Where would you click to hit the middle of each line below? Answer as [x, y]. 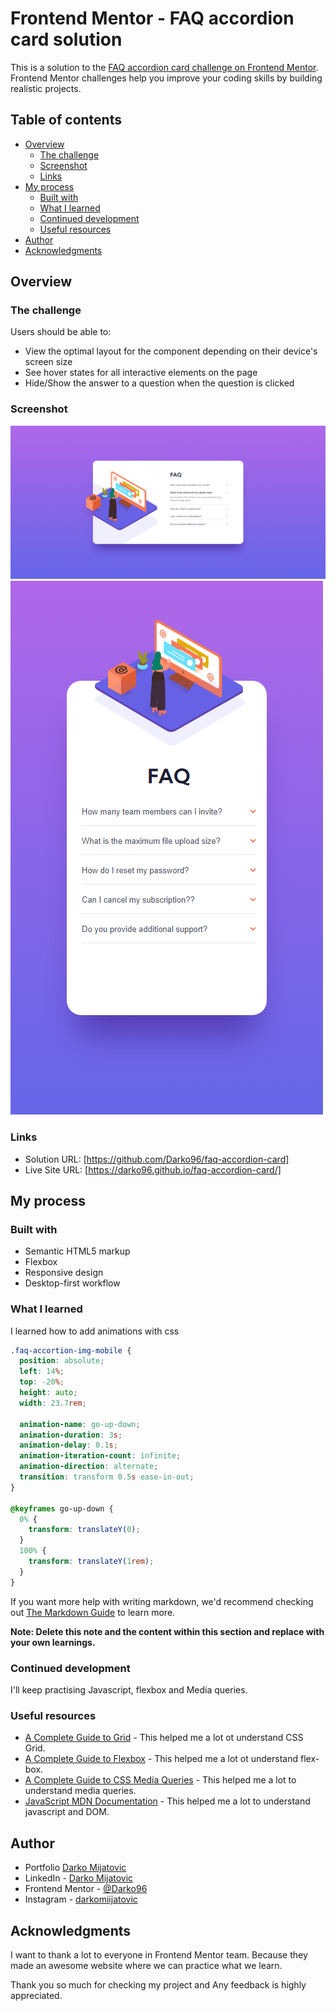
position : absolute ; [62, 1361]
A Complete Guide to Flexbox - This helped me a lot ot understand [161, 1759]
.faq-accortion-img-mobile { [71, 1350]
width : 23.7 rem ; [53, 1403]
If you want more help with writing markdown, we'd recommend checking [162, 1601]
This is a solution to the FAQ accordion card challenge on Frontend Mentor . [164, 67]
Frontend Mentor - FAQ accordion [152, 18]
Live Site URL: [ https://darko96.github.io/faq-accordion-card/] [153, 1169]
